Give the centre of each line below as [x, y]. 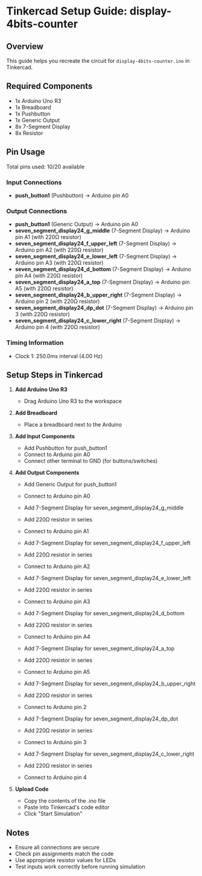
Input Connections [34, 182]
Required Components [49, 86]
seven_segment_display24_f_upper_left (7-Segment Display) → [96, 244]
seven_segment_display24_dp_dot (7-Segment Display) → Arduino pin [104, 308]
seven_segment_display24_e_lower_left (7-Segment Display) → [96, 257]
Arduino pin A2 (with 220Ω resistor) [59, 250]
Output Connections [37, 211]
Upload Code [32, 789]
